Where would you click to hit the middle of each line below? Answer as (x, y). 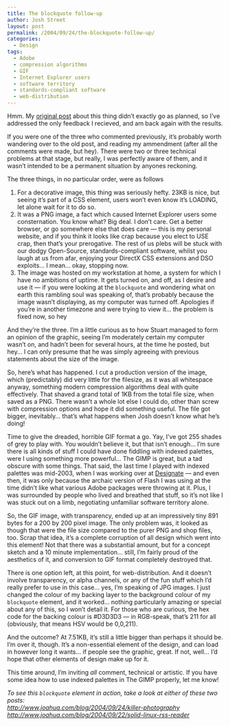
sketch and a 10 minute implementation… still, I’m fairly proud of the (103, 552)
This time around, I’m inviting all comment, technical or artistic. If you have (112, 672)
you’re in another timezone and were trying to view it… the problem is (115, 309)
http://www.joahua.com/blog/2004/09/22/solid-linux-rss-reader (99, 715)
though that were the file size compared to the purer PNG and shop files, (110, 530)
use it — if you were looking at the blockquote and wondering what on (116, 287)
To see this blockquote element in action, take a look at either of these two (113, 693)
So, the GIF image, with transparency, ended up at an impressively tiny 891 (113, 515)
